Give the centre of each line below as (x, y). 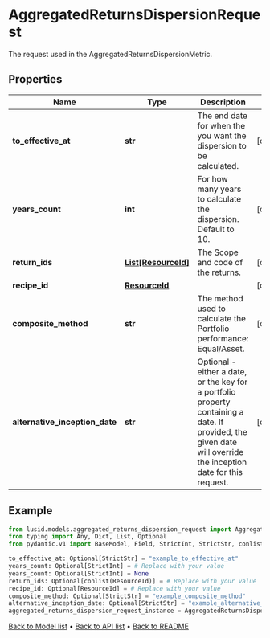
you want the (222, 136)
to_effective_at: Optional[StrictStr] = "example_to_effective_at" (124, 559)
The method (220, 298)
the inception (222, 462)
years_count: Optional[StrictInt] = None (79, 573)
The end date (222, 116)
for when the (221, 125)
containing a (221, 411)
